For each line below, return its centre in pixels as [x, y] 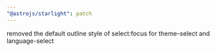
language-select [30, 41]
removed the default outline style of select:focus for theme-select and [108, 33]
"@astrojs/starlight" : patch [49, 14]
